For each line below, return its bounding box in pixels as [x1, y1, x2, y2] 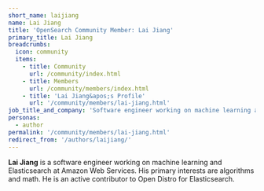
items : [15, 56, 37, 64]
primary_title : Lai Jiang [8, 33, 93, 42]
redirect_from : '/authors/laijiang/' [8, 135, 132, 144]
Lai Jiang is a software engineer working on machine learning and [8, 157, 222, 167]
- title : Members [22, 77, 79, 85]
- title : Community [22, 63, 86, 71]
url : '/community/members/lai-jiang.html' [28, 99, 170, 107]
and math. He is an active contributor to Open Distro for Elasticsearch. [8, 174, 235, 183]
